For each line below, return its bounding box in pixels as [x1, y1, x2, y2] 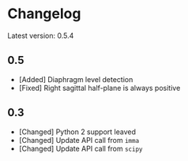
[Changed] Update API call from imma [18, 135, 140, 144]
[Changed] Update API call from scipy [18, 144, 143, 153]
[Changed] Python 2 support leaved [18, 127, 136, 137]
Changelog [7, 5, 81, 23]
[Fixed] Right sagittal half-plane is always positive [18, 83, 181, 92]
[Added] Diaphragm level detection [18, 74, 133, 84]
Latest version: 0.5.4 [7, 31, 74, 40]
